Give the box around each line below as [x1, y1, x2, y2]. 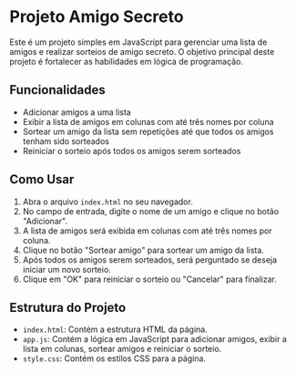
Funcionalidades [9, 82, 107, 98]
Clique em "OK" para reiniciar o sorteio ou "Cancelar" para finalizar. [22, 274, 278, 285]
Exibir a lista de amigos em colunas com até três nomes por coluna [22, 116, 275, 127]
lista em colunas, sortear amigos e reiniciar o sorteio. [22, 344, 222, 355]
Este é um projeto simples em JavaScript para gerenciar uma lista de [9, 36, 268, 47]
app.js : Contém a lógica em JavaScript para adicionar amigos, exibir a [22, 334, 287, 345]
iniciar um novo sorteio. [22, 264, 111, 275]
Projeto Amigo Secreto [9, 6, 184, 27]
